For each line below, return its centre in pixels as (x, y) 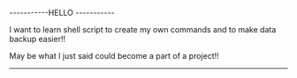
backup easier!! (38, 39)
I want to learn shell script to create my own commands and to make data (143, 29)
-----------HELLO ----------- (62, 13)
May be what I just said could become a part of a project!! (114, 56)
